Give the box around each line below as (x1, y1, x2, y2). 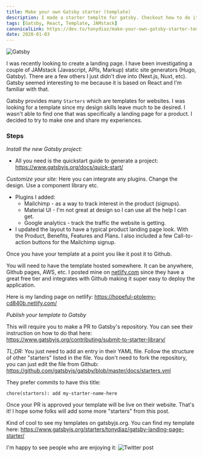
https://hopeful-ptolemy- (94, 293, 156, 301)
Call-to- (173, 232, 193, 239)
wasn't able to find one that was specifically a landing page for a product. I (6, 110, 192, 118)
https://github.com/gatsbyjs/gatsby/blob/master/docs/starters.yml (6, 367, 171, 375)
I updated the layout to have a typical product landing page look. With (14, 225, 188, 233)
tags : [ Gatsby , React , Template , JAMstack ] (6, 20, 118, 26)
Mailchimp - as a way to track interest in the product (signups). (24, 200, 181, 207)
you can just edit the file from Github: (6, 361, 99, 368)
